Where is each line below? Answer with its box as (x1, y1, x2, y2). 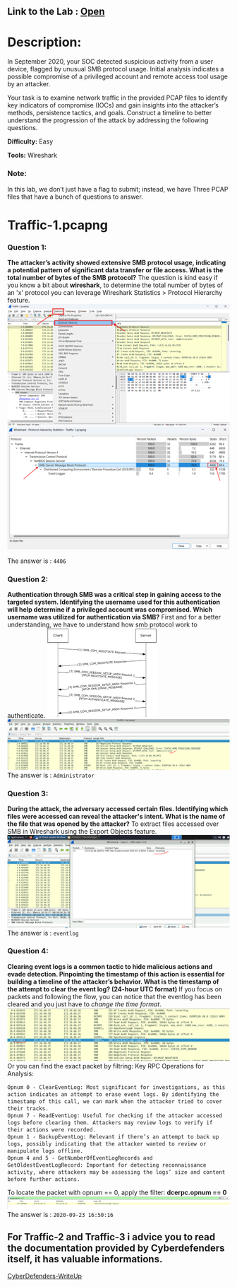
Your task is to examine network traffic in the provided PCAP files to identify (7, 93, 228, 102)
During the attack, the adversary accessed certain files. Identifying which (7, 804, 229, 813)
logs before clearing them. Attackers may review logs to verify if (7, 1119, 213, 1126)
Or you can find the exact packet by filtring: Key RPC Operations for (7, 1061, 205, 1070)
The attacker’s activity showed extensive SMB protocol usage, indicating (7, 258, 226, 267)
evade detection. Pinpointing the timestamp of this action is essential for (7, 969, 225, 978)
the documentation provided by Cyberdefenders (7, 1242, 225, 1254)
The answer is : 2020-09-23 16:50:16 (7, 1211, 114, 1219)
